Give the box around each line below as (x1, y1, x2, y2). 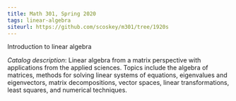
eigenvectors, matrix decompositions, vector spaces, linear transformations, (7, 79, 230, 87)
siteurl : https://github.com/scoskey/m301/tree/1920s (7, 23, 170, 30)
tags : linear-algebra (7, 17, 71, 24)
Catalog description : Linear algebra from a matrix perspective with (7, 56, 201, 65)
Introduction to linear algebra (7, 43, 92, 51)
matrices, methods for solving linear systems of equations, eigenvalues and (7, 71, 228, 79)
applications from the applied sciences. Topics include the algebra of (7, 64, 208, 72)
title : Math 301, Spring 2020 (7, 10, 97, 18)
